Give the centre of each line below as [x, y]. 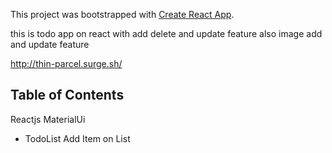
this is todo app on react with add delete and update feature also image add [166, 33]
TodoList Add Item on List [77, 138]
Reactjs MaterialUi [48, 119]
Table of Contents [67, 95]
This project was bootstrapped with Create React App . [122, 14]
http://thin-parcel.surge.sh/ [66, 63]
